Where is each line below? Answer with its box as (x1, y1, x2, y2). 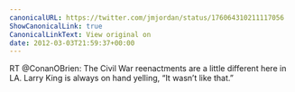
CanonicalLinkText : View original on (9, 30, 152, 39)
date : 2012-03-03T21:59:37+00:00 (9, 38, 135, 48)
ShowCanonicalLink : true (9, 22, 103, 31)
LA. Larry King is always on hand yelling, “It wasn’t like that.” (9, 73, 235, 84)
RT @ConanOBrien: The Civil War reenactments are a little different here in (9, 63, 287, 74)
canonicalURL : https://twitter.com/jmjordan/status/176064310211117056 (9, 13, 284, 23)
